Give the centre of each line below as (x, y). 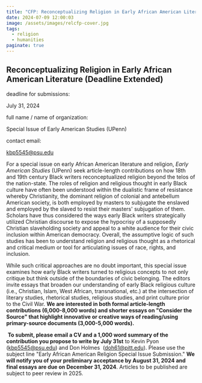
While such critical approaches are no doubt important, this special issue (96, 265)
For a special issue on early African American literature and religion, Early (97, 164)
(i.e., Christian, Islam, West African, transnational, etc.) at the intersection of (100, 291)
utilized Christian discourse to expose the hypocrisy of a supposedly (91, 221)
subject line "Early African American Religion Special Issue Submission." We (101, 354)
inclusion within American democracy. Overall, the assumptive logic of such (100, 234)
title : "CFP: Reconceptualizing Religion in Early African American (94, 12)
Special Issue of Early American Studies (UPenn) (67, 129)
